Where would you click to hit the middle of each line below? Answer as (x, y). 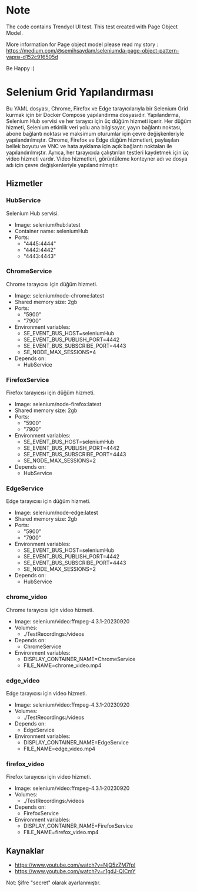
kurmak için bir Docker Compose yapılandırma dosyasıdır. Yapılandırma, (93, 115)
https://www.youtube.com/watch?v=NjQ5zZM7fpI (75, 865)
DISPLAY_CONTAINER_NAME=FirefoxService (78, 826)
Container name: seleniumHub (51, 231)
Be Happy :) (21, 68)
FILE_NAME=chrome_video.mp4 (62, 665)
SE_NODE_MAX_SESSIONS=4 (60, 352)
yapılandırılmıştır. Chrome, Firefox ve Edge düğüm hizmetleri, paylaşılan (93, 140)
